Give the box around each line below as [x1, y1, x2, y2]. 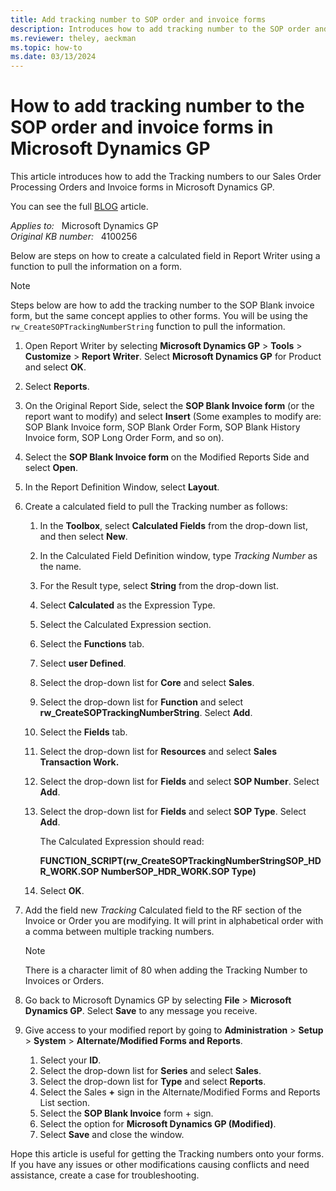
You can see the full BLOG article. [10, 201, 149, 213]
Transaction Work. [39, 756, 120, 768]
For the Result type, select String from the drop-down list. [39, 580, 279, 592]
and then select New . [39, 531, 128, 543]
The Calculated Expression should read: [39, 836, 205, 848]
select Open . [24, 462, 79, 474]
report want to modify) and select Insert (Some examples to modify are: [24, 411, 322, 423]
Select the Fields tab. [39, 726, 128, 738]
